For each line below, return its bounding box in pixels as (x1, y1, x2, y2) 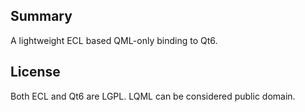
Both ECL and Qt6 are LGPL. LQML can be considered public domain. (10, 90, 296, 102)
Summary (10, 8, 73, 25)
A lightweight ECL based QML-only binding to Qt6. (10, 34, 218, 46)
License (10, 64, 61, 81)
